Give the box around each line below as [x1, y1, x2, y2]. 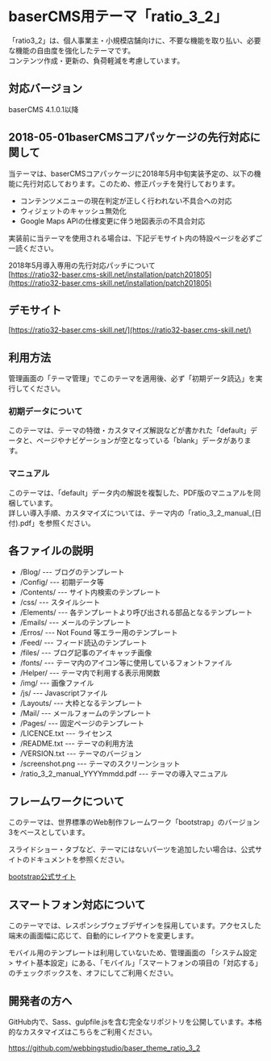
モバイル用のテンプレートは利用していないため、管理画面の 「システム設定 [8, 948, 257, 958]
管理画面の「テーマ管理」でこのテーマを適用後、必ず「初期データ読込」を [8, 374, 256, 383]
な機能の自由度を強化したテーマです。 [8, 45, 135, 55]
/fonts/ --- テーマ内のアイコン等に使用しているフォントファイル [19, 658, 232, 667]
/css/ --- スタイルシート [19, 597, 101, 607]
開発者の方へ [8, 994, 73, 1008]
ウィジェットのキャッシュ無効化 [19, 206, 127, 215]
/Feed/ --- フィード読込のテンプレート [19, 637, 148, 647]
